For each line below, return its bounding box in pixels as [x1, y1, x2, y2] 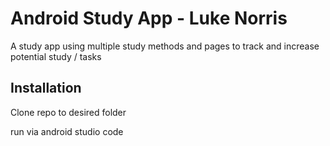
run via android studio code [10, 125, 124, 137]
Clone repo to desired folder [10, 106, 127, 118]
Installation [10, 80, 82, 97]
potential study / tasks [10, 50, 102, 62]
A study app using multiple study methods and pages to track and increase [10, 40, 320, 52]
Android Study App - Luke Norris [10, 7, 288, 30]
